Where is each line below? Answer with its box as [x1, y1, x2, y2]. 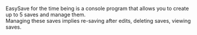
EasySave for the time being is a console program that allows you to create [5, 5, 189, 12]
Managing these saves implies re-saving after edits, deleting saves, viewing [5, 17, 191, 24]
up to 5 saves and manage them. [5, 11, 86, 18]
